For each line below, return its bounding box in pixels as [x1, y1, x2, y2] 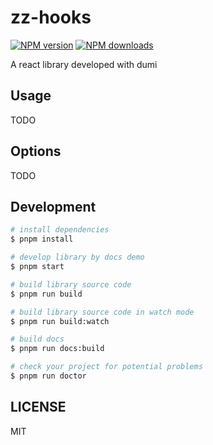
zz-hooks [10, 6, 92, 29]
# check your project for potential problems [10, 362, 203, 372]
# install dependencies [10, 225, 110, 235]
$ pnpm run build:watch [10, 316, 110, 326]
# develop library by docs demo [10, 252, 145, 263]
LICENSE [10, 399, 67, 416]
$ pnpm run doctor [10, 371, 87, 381]
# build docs [10, 334, 65, 345]
